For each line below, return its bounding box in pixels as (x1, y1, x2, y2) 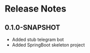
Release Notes (5, 3, 66, 15)
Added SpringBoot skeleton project (12, 42, 85, 48)
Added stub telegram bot (12, 36, 64, 42)
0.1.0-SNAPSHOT (5, 23, 61, 32)
